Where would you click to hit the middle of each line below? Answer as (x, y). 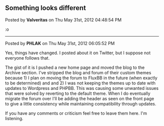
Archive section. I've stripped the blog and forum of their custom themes (78, 72)
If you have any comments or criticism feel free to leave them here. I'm (76, 113)
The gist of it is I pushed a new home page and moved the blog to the (75, 67)
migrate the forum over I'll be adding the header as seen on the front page (80, 98)
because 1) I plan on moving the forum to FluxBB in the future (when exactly (81, 78)
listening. (14, 118)
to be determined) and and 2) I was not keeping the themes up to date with (80, 83)
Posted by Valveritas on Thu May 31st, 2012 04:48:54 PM (63, 20)
